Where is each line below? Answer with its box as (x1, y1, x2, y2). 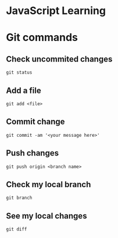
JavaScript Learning (6, 4, 106, 18)
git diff (6, 226, 27, 232)
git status (6, 70, 33, 75)
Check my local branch (6, 180, 91, 189)
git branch (6, 195, 33, 201)
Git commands (6, 31, 78, 44)
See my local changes (6, 211, 87, 220)
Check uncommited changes (6, 54, 113, 64)
